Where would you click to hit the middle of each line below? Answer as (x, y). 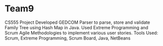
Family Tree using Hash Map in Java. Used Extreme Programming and (77, 27)
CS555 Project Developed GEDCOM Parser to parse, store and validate (78, 22)
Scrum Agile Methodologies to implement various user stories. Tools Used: (81, 33)
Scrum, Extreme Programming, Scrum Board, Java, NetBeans (68, 38)
